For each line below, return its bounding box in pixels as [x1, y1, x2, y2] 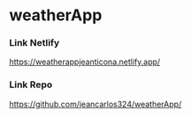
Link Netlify [9, 37, 60, 49]
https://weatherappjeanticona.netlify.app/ [9, 56, 161, 67]
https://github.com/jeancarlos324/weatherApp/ [9, 99, 182, 109]
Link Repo [9, 78, 53, 91]
